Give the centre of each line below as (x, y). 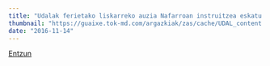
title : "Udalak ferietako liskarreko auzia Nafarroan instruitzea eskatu (135, 16)
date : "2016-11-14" (41, 31)
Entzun (20, 54)
